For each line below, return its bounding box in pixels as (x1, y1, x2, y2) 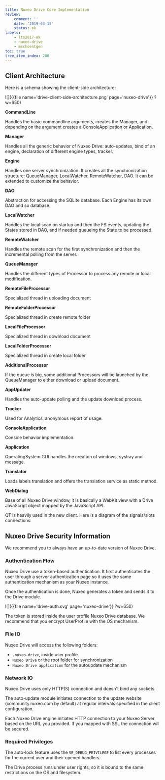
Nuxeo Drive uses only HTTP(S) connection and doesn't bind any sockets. (5, 685, 156, 691)
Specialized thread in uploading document (5, 295, 91, 301)
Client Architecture (5, 71, 65, 80)
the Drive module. (5, 594, 41, 600)
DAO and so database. (5, 202, 51, 208)
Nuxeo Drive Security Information (5, 532, 111, 540)
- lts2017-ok (14, 35, 41, 40)
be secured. (5, 726, 30, 731)
